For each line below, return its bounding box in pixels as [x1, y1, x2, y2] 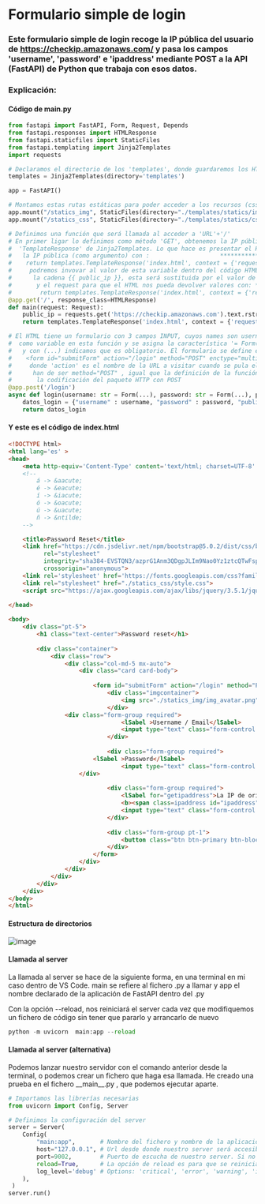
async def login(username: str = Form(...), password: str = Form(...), [8, 391, 252, 399]
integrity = [43, 557, 80, 565]
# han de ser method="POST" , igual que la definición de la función [8, 369, 259, 377]
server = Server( [8, 1123, 65, 1131]
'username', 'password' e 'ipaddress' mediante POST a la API [8, 54, 248, 65]
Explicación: [8, 84, 57, 96]
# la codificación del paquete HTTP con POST [8, 377, 181, 384]
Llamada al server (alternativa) [8, 1045, 111, 1055]
